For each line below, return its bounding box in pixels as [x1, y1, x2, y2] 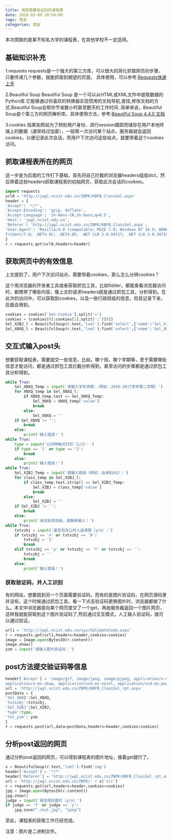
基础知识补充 [5, 53, 46, 62]
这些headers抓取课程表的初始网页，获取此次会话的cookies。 [18, 178, 147, 185]
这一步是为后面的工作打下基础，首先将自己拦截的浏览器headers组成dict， [5, 172, 161, 178]
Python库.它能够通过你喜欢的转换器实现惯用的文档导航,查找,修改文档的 [5, 98, 155, 104]
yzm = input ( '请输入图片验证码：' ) [5, 647, 74, 652]
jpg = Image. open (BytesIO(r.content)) [5, 788, 88, 793]
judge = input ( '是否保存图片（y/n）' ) [5, 798, 82, 803]
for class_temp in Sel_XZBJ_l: [14, 475, 81, 480]
